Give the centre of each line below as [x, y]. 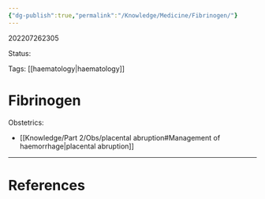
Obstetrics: [26, 122]
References [47, 185]
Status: [20, 53]
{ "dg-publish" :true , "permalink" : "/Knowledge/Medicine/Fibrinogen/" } [123, 15]
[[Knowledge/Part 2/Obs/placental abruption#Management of [120, 137]
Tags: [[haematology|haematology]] [66, 69]
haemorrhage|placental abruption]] [77, 146]
